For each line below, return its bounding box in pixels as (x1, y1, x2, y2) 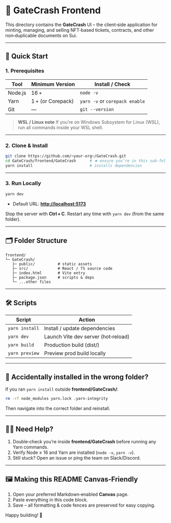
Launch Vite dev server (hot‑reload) (44, 333, 130, 340)
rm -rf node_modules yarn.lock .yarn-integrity (5, 396, 108, 401)
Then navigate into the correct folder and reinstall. (5, 405, 110, 412)
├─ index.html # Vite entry (12, 270, 85, 276)
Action (78, 316, 95, 324)
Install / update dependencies (44, 325, 116, 332)
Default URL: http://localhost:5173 (12, 200, 87, 207)
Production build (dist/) (44, 342, 100, 349)
